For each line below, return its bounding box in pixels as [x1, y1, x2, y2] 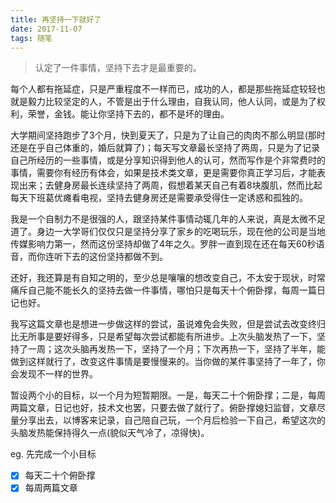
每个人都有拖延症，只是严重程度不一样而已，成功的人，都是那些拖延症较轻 [10, 83, 317, 95]
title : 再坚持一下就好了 [10, 14, 102, 25]
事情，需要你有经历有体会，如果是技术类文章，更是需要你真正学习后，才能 [10, 167, 317, 179]
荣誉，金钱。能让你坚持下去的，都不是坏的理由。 [27, 108, 230, 120]
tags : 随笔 [10, 33, 53, 43]
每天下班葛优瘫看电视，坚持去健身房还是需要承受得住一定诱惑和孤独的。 [10, 192, 308, 204]
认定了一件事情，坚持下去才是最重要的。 [34, 62, 202, 74]
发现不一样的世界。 [18, 368, 98, 380]
